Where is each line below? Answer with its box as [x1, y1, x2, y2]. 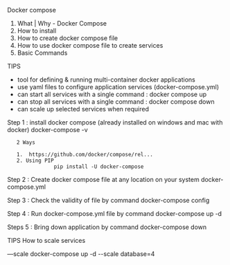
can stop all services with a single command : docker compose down [17, 98, 215, 106]
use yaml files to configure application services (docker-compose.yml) [17, 83, 220, 91]
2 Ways [16, 139, 36, 146]
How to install [17, 27, 57, 35]
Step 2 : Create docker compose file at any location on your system [7, 176, 200, 183]
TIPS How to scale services [7, 237, 86, 244]
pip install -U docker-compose [53, 163, 144, 170]
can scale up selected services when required [17, 105, 149, 113]
